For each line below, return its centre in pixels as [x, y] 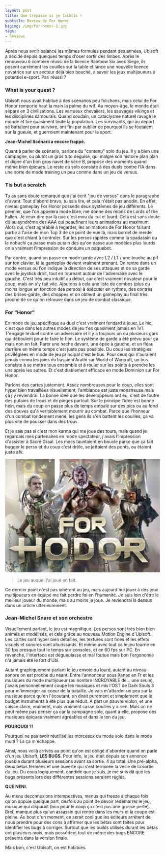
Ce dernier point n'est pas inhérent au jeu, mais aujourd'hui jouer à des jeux [82, 589]
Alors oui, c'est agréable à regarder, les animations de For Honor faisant [78, 227]
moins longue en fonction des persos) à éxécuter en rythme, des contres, [79, 289]
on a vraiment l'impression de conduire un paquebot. [59, 248]
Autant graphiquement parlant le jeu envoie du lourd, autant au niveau [76, 670]
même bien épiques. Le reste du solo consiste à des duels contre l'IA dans [80, 167]
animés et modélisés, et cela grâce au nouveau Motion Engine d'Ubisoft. [78, 634]
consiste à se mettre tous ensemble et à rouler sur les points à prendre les [80, 365]
